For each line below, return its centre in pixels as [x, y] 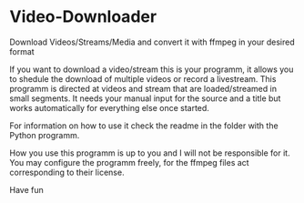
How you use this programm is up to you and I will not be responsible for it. [150, 153]
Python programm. [45, 135]
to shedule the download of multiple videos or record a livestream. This [143, 78]
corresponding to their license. [67, 172]
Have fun [26, 189]
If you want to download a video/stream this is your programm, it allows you [152, 69]
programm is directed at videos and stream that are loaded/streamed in [143, 88]
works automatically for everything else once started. [109, 107]
